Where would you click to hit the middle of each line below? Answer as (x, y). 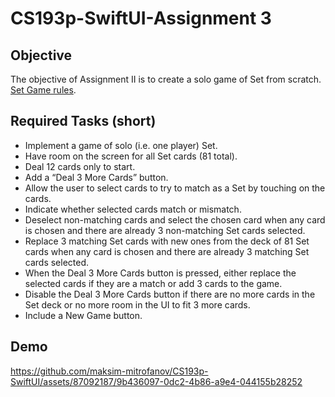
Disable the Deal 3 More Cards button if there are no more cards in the (170, 294)
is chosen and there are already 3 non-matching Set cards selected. (165, 230)
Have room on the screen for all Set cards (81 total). (131, 156)
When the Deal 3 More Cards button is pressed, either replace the (160, 273)
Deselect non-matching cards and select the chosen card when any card (175, 219)
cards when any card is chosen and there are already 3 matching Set (167, 251)
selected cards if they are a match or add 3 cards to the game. (153, 283)
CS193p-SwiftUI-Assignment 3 (141, 18)
